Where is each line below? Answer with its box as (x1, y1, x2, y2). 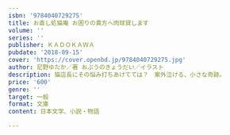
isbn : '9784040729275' (8, 11, 83, 20)
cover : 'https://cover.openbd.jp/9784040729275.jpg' (8, 56, 186, 64)
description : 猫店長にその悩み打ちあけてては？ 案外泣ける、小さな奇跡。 (8, 71, 226, 79)
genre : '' (8, 85, 41, 94)
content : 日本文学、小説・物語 (8, 108, 100, 116)
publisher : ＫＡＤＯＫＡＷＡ (8, 41, 95, 49)
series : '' (8, 33, 44, 42)
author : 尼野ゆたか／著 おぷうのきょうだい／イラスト (8, 64, 164, 71)
